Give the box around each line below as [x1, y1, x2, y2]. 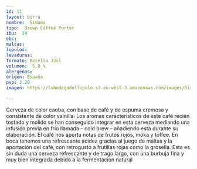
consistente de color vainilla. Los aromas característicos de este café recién [6, 112, 190, 119]
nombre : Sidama [6, 19, 46, 25]
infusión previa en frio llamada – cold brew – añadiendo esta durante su [6, 124, 179, 132]
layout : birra [6, 14, 41, 20]
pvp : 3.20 [6, 80, 30, 86]
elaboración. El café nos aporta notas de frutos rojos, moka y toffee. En [6, 131, 178, 138]
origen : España [6, 74, 43, 80]
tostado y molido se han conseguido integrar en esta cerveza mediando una [6, 119, 191, 126]
